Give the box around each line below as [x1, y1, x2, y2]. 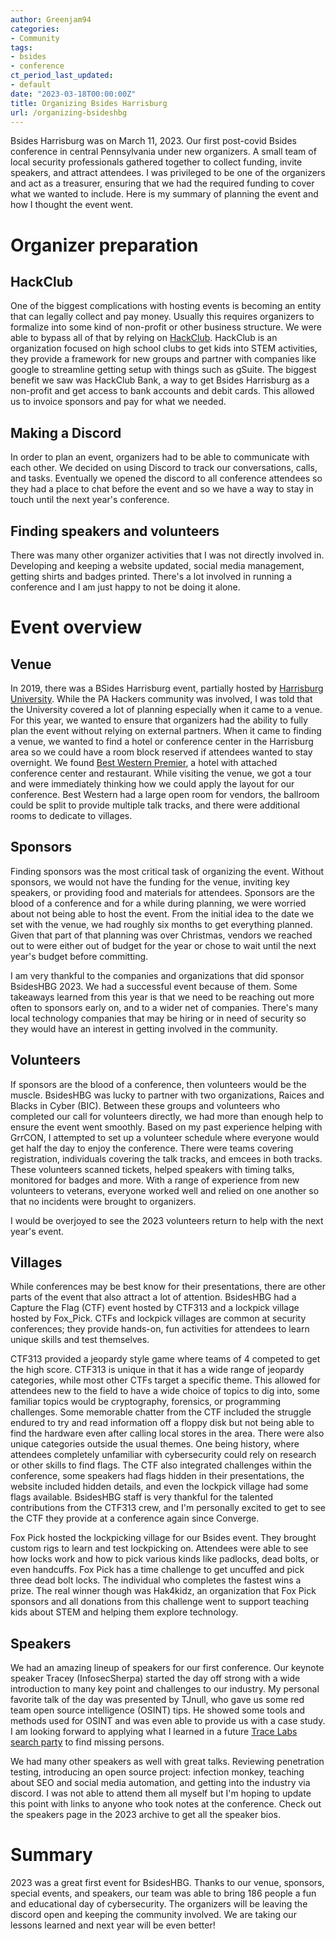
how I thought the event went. [10, 199, 134, 211]
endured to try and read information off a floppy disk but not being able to [10, 1417, 315, 1429]
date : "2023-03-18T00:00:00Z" [10, 89, 137, 99]
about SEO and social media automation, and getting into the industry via [10, 1777, 311, 1789]
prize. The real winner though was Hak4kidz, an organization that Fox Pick [10, 1585, 317, 1597]
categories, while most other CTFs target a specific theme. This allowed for [10, 1374, 321, 1386]
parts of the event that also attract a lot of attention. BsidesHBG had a [10, 1291, 297, 1303]
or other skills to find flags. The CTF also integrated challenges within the [10, 1459, 313, 1471]
